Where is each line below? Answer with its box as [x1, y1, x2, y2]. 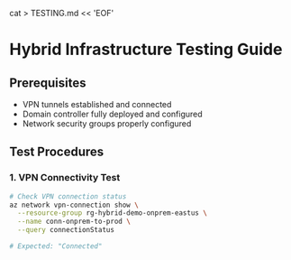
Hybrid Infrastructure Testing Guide [9, 40, 283, 60]
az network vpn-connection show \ [9, 200, 140, 209]
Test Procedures [9, 144, 105, 160]
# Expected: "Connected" [9, 242, 103, 251]
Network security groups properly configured [22, 118, 192, 129]
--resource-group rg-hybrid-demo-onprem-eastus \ [17, 209, 207, 218]
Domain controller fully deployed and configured [22, 108, 203, 119]
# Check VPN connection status [9, 191, 127, 201]
